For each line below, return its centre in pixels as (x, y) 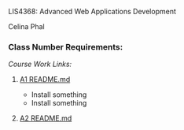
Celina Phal (26, 26)
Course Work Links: (40, 64)
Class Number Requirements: (66, 46)
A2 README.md (46, 118)
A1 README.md (45, 80)
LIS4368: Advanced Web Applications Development (92, 11)
